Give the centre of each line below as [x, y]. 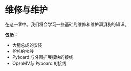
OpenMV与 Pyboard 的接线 [39, 63]
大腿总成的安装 [27, 45]
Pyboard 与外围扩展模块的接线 [43, 57]
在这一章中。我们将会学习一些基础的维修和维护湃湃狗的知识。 [67, 24]
